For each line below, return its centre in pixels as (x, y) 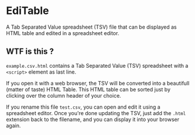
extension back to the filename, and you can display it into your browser (93, 119)
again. (14, 125)
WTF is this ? (30, 52)
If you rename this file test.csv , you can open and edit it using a (83, 107)
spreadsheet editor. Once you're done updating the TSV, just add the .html (96, 113)
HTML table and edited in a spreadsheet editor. (63, 33)
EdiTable (28, 11)
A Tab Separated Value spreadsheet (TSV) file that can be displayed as (91, 27)
